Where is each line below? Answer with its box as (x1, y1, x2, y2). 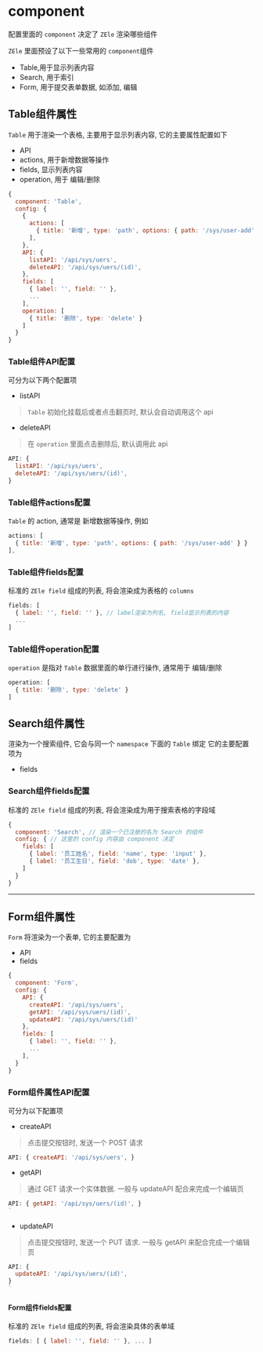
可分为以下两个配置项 (8, 375, 77, 385)
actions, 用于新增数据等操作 (19, 155, 110, 164)
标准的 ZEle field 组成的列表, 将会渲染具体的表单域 (8, 1321, 175, 1331)
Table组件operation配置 (8, 643, 99, 654)
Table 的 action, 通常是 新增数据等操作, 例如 (8, 517, 149, 526)
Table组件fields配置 (8, 566, 84, 577)
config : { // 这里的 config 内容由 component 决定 (15, 835, 175, 843)
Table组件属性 (8, 108, 77, 121)
